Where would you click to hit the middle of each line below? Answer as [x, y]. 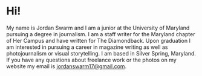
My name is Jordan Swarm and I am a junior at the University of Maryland [98, 28]
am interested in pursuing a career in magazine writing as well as [87, 47]
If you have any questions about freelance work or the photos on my [91, 60]
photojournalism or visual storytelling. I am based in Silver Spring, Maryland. [101, 53]
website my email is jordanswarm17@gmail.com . [67, 66]
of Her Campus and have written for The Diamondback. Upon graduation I [98, 40]
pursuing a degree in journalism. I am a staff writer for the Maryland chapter [101, 34]
